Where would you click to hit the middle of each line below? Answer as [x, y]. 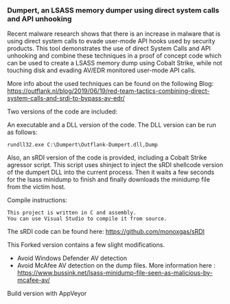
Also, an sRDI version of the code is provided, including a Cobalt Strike [107, 158]
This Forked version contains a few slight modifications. [86, 245]
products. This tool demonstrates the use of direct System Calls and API [109, 48]
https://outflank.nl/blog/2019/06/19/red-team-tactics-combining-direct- [108, 91]
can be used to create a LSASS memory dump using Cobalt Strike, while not [115, 63]
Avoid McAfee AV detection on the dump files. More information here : [116, 265]
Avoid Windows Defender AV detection [72, 258]
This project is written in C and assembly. [72, 213]
